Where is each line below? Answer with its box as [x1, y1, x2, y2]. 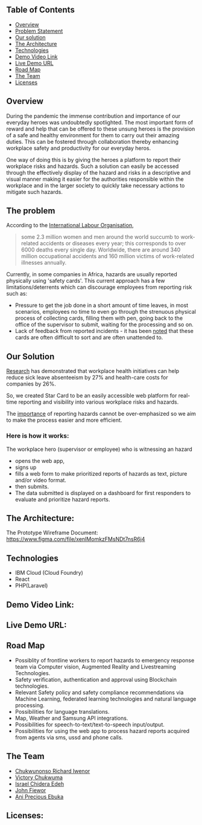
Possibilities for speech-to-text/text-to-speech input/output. [14, 720, 165, 728]
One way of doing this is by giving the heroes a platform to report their [6, 156, 181, 163]
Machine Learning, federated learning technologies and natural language [14, 695, 197, 702]
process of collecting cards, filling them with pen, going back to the [14, 314, 183, 322]
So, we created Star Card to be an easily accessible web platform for [6, 392, 177, 400]
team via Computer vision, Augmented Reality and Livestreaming [14, 663, 177, 670]
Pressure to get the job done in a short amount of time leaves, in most [14, 302, 189, 309]
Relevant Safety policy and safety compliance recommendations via [14, 688, 184, 696]
